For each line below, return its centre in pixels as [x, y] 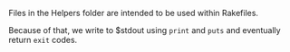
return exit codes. [43, 40]
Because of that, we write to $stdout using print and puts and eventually [145, 30]
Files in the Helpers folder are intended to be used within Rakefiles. [134, 13]
